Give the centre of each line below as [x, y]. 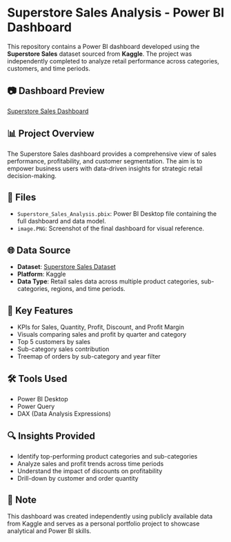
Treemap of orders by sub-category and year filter [89, 356]
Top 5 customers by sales [54, 342]
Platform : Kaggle [41, 274]
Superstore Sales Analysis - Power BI [116, 13]
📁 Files [22, 197]
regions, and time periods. [88, 289]
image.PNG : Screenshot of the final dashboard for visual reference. [111, 228]
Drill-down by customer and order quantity [78, 478]
